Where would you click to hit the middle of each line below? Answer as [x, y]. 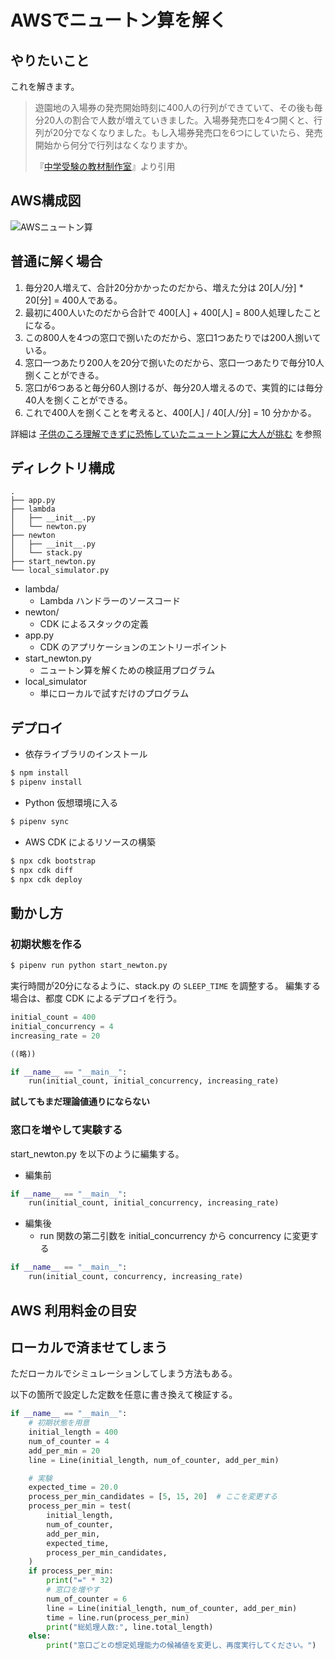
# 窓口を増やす [73, 1590]
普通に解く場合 [56, 261]
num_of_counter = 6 [87, 1599]
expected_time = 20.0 [73, 1487]
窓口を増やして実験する [66, 1130]
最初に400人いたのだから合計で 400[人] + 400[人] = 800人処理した [164, 312]
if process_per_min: [71, 1571]
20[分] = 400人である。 [73, 300]
